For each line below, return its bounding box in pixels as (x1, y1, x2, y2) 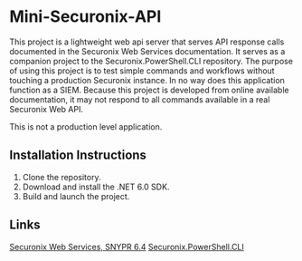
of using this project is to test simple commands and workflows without (9, 65, 275, 76)
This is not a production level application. (9, 121, 163, 132)
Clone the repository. (22, 171, 101, 182)
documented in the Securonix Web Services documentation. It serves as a (9, 45, 286, 56)
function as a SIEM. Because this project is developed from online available (9, 84, 289, 95)
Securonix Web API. (9, 103, 84, 114)
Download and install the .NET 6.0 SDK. (22, 181, 170, 192)
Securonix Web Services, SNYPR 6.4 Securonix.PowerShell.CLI (9, 241, 244, 252)
